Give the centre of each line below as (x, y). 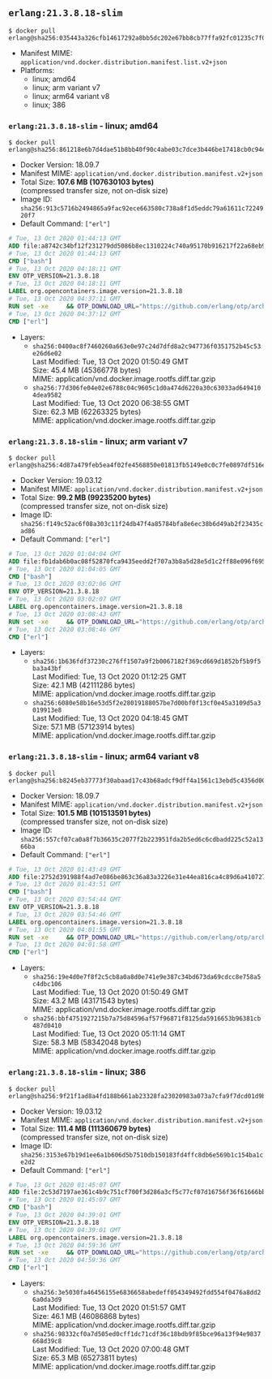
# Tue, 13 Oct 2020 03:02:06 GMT (65, 584)
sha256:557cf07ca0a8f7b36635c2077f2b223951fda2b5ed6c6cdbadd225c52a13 (142, 839)
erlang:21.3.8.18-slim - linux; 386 (77, 1072)
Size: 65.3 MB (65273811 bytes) (85, 1358)
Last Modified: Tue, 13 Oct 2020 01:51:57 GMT (109, 1308)
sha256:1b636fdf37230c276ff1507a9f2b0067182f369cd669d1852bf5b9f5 (147, 661)
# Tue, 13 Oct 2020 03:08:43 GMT (65, 614)
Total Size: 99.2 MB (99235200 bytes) (85, 497)
